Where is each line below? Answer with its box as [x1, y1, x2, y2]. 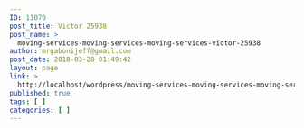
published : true [9, 88, 71, 97]
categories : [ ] [9, 105, 71, 114]
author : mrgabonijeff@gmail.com [9, 47, 131, 56]
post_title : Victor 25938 [9, 22, 107, 31]
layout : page [9, 64, 59, 73]
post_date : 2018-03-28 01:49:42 [9, 55, 131, 64]
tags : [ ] [9, 96, 47, 106]
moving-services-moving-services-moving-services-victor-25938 [17, 38, 261, 48]
